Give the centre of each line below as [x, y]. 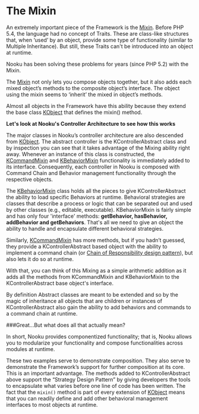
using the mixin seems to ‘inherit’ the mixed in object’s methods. [85, 94]
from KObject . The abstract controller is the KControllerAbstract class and [97, 141]
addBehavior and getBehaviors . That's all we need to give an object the [95, 222]
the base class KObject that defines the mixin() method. [74, 112]
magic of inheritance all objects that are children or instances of [84, 301]
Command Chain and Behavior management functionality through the [91, 173]
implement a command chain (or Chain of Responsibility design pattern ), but [99, 253]
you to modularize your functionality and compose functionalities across [94, 343]
